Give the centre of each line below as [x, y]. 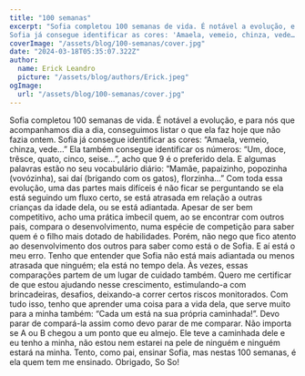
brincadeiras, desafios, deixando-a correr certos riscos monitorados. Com [149, 294]
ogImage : [26, 86]
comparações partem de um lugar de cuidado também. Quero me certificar [151, 275]
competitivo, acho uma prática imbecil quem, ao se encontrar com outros [147, 217]
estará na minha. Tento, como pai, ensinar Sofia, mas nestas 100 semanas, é [153, 352]
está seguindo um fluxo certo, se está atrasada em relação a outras [136, 198]
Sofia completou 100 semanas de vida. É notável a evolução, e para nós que [152, 120]
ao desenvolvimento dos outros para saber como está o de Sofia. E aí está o [152, 246]
